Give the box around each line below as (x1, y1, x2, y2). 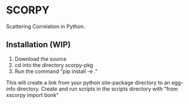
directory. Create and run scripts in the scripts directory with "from (16, 85, 178, 92)
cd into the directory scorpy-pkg (14, 61, 93, 68)
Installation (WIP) (6, 40, 71, 50)
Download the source (14, 55, 67, 62)
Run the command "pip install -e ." (14, 68, 98, 75)
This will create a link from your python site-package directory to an (6, 79, 170, 86)
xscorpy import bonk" (6, 91, 59, 98)
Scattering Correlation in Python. (6, 23, 86, 30)
